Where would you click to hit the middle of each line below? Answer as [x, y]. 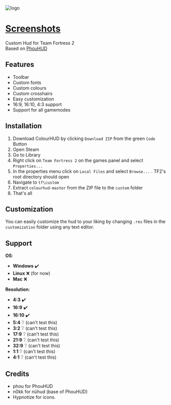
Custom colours [29, 88]
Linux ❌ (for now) [31, 273]
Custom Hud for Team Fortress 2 [40, 43]
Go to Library [27, 155]
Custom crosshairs [33, 93]
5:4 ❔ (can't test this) [35, 323]
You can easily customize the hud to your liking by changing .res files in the [85, 222]
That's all [22, 193]
